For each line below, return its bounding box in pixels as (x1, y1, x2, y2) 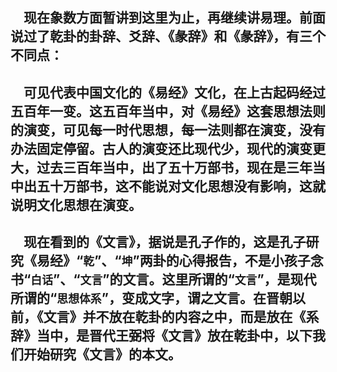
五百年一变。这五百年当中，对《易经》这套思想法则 (10, 103, 326, 120)
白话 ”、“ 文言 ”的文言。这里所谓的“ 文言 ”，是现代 (30, 271, 317, 288)
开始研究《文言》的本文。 (23, 346, 182, 363)
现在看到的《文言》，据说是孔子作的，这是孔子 (23, 234, 307, 251)
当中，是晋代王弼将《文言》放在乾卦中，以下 (36, 328, 313, 345)
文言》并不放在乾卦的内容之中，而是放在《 (43, 309, 307, 326)
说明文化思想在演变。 (10, 196, 142, 213)
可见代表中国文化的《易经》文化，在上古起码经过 (23, 84, 326, 101)
